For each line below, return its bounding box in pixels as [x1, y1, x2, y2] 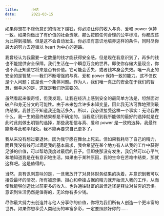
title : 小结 [5, 7, 39, 12]
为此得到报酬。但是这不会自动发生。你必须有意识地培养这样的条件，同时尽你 [5, 38, 159, 44]
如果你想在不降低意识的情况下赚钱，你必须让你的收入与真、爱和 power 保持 [5, 25, 157, 32]
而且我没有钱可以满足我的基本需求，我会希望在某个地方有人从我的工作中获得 [5, 142, 159, 148]
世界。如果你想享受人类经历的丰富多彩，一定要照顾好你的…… [5, 205, 128, 211]
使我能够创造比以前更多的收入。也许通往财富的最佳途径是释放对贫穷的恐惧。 [5, 183, 159, 189]
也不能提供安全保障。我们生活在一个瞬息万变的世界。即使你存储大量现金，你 [5, 60, 159, 66]
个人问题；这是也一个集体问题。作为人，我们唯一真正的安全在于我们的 [9, 79, 150, 84]
